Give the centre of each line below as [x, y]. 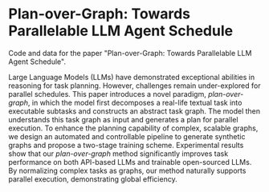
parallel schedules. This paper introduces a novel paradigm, [107, 94]
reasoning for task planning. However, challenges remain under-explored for [134, 86]
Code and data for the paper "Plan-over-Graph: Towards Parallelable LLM [130, 53]
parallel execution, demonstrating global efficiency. [93, 179]
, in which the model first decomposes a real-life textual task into [135, 102]
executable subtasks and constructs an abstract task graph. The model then [134, 111]
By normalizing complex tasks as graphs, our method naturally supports [127, 170]
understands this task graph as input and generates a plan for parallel [123, 119]
